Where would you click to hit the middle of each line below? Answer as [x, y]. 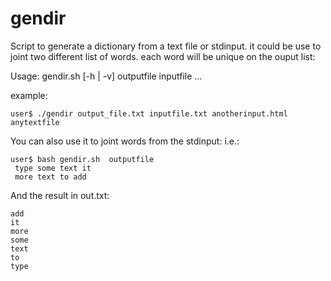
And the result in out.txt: [60, 195]
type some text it [53, 168]
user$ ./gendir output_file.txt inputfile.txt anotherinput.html [149, 113]
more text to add [50, 177]
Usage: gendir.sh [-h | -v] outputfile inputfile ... [106, 76]
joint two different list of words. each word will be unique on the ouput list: [163, 56]
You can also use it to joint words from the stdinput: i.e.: [125, 141]
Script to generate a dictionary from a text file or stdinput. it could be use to [166, 46]
